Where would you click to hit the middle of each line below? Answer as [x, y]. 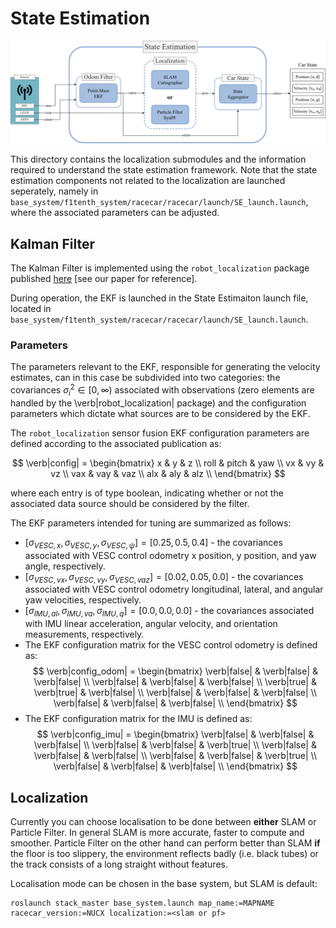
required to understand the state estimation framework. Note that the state [164, 170]
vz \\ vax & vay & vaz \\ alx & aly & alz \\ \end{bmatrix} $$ [168, 473]
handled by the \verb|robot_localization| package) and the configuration [158, 403]
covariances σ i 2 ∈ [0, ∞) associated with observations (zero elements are [162, 390]
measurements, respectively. [84, 634]
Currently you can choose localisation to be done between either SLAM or [163, 822]
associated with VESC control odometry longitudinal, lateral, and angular [174, 589]
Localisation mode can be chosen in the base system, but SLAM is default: [164, 884]
